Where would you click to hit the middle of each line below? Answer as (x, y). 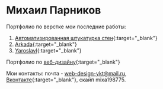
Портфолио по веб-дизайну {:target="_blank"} (63, 62)
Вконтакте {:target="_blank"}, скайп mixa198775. (66, 80)
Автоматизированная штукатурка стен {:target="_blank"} (86, 38)
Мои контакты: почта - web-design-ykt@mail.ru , (66, 73)
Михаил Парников (54, 10)
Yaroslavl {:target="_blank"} (48, 50)
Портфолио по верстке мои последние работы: (66, 27)
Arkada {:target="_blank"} (46, 44)
